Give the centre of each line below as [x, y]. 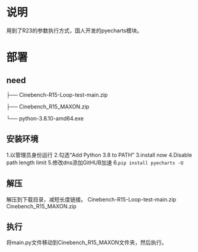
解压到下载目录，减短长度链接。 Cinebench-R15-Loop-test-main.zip [91, 199]
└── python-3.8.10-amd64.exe [45, 118]
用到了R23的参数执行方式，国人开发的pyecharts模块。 [74, 30]
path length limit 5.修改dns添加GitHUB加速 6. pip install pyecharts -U [95, 163]
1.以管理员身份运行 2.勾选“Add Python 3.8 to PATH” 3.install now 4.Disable [99, 155]
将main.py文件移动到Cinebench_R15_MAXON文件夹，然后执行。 [87, 243]
